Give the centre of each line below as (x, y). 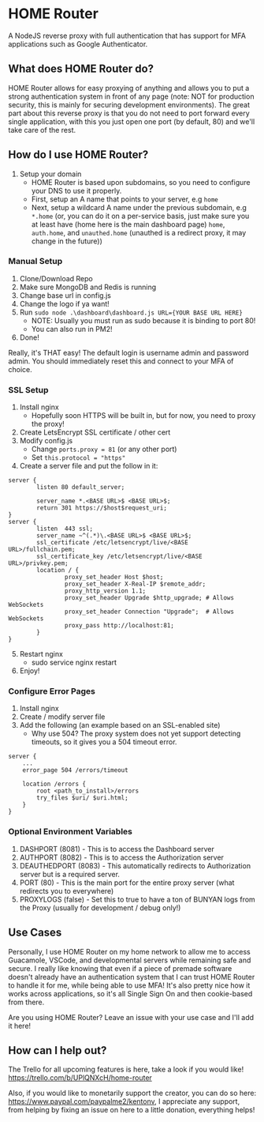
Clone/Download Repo (56, 278)
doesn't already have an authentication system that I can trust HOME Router (132, 977)
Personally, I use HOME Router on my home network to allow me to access (129, 951)
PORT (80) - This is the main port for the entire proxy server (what (127, 883)
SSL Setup (28, 390)
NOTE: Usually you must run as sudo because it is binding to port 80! (143, 320)
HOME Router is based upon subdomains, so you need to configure (141, 182)
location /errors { (54, 784)
